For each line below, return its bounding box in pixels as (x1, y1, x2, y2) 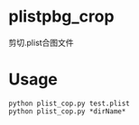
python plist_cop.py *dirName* (8, 106, 126, 116)
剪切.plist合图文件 (8, 37, 74, 48)
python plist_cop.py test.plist (8, 99, 130, 108)
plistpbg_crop (8, 6, 115, 27)
